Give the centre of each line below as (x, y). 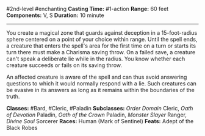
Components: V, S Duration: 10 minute (56, 15)
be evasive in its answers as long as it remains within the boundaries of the (101, 90)
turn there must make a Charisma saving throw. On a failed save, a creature (101, 52)
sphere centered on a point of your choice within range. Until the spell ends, (102, 39)
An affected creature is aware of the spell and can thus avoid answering (97, 77)
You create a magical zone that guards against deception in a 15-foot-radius (102, 33)
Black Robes (22, 128)
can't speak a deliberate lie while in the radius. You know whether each (96, 59)
